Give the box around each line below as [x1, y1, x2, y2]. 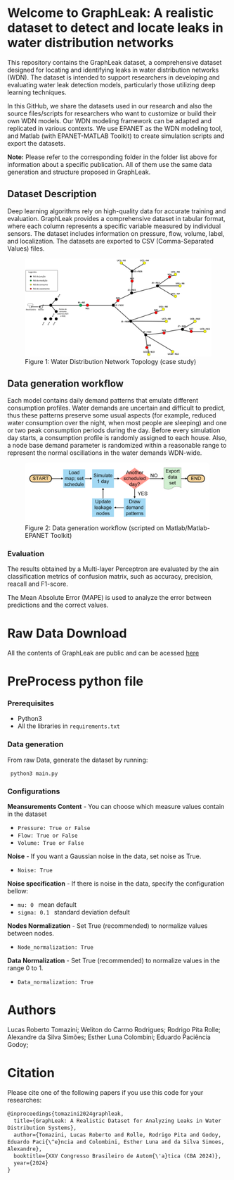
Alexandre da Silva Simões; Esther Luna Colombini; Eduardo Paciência [7, 1033, 211, 1041]
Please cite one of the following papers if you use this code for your [7, 1088, 204, 1096]
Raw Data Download [7, 625, 127, 641]
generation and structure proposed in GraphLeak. [7, 168, 151, 176]
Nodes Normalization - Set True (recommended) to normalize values [7, 922, 208, 930]
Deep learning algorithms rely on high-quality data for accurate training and [7, 206, 226, 215]
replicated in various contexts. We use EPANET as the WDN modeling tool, [7, 124, 223, 132]
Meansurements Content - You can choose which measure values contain [7, 803, 225, 811]
